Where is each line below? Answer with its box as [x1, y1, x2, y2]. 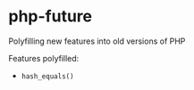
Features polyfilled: [8, 53, 80, 63]
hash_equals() [21, 71, 74, 81]
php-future [8, 6, 93, 27]
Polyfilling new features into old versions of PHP [8, 36, 186, 46]
